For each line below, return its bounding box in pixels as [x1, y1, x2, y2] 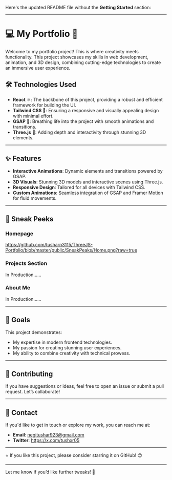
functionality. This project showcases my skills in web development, [5, 54, 148, 60]
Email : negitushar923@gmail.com [12, 432, 84, 438]
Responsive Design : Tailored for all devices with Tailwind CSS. [12, 184, 146, 190]
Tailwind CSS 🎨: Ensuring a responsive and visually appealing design [12, 107, 159, 113]
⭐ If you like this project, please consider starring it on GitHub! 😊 [5, 452, 142, 458]
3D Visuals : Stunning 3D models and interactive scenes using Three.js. [12, 179, 163, 185]
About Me [5, 284, 31, 291]
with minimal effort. [12, 113, 54, 119]
